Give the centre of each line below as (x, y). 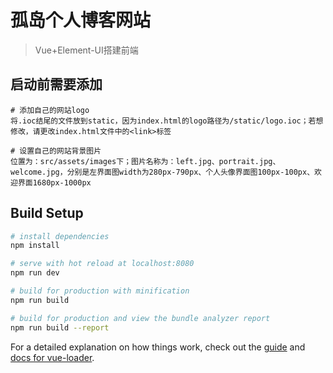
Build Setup (47, 213)
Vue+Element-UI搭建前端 (86, 50)
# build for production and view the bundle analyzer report (140, 318)
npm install (35, 246)
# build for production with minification (100, 291)
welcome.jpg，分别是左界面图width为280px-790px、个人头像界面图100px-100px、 (162, 172)
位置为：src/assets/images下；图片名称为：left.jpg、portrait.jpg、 (145, 161)
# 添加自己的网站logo (50, 110)
